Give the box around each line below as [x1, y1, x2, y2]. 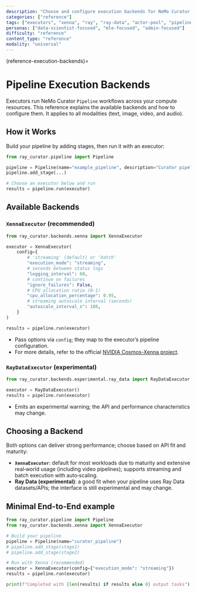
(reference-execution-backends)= [6, 57, 89, 65]
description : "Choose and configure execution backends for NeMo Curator [6, 8, 191, 15]
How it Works [6, 127, 56, 137]
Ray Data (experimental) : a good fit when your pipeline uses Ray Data [14, 478, 185, 485]
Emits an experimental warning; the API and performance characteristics [14, 403, 191, 410]
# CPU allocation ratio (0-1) [27, 287, 101, 294]
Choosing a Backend [6, 426, 83, 436]
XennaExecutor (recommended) [6, 220, 95, 228]
